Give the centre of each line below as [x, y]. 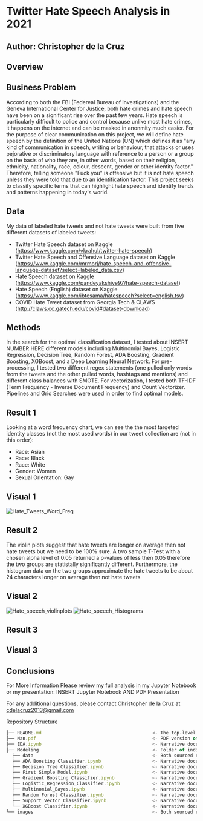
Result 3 [22, 630]
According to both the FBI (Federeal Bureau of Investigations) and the [93, 102]
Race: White [30, 465]
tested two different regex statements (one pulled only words [116, 368]
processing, [21, 368]
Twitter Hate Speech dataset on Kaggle [64, 244]
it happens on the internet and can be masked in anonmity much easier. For [100, 128]
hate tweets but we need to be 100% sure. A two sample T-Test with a [93, 551]
